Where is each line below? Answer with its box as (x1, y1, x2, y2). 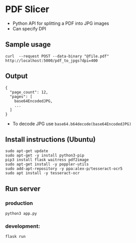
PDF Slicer (5, 4, 49, 15)
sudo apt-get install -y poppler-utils (5, 162, 89, 167)
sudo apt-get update (5, 149, 49, 154)
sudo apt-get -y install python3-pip (5, 153, 85, 158)
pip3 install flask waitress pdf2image (5, 158, 89, 163)
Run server (5, 184, 41, 193)
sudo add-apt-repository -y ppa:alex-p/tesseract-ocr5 (5, 166, 123, 171)
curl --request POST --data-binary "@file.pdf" (5, 54, 109, 59)
